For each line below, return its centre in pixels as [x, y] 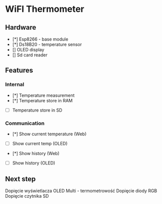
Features [19, 70]
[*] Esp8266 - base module [40, 39]
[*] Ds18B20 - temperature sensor [47, 44]
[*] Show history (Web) [36, 154]
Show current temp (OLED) [40, 144]
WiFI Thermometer [45, 9]
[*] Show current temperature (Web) [49, 134]
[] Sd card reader [30, 55]
